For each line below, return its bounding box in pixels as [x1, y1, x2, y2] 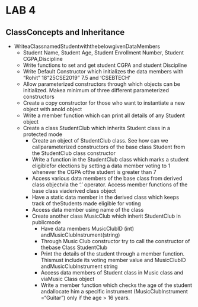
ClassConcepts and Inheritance [5, 27, 125, 37]
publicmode [31, 219, 61, 225]
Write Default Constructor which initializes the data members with [23, 68, 184, 75]
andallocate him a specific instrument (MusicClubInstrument [40, 288, 188, 295]
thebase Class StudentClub [40, 244, 108, 251]
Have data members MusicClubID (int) [40, 225, 135, 232]
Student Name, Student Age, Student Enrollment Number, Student [23, 49, 184, 56]
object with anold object [23, 106, 82, 112]
